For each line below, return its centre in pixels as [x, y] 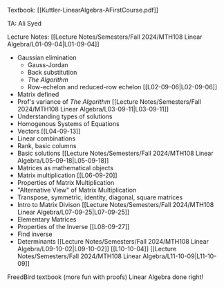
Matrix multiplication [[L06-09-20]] [67, 175]
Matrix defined [38, 94]
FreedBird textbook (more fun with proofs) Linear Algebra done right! [105, 277]
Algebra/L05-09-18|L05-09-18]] [63, 161]
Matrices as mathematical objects [65, 168]
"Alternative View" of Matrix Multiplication [77, 190]
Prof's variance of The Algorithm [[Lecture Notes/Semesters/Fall [109, 102]
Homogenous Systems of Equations [68, 124]
